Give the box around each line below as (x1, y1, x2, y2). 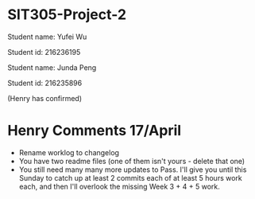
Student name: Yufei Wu (7, 32, 87, 41)
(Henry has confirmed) (7, 93, 83, 103)
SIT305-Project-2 (7, 6, 127, 24)
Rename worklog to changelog (18, 147, 120, 157)
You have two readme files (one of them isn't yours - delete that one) (18, 156, 245, 166)
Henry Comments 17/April (7, 122, 182, 140)
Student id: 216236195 (7, 47, 81, 57)
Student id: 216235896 (7, 78, 83, 88)
